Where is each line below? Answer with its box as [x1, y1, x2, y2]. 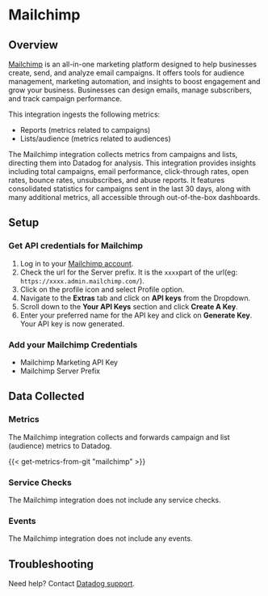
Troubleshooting [8, 557, 94, 571]
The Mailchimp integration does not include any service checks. [8, 495, 222, 504]
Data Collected [8, 390, 85, 403]
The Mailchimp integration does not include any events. [8, 534, 193, 543]
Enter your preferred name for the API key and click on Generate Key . [19, 310, 253, 320]
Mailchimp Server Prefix [19, 366, 101, 376]
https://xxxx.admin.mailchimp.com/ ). [19, 275, 145, 285]
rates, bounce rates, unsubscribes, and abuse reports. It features [8, 176, 225, 185]
